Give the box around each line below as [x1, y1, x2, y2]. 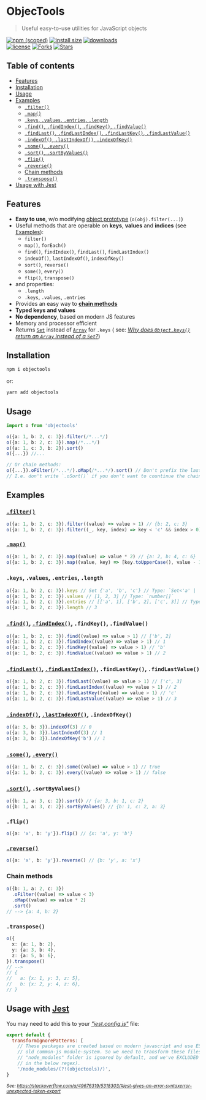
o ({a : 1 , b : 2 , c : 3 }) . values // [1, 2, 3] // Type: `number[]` [6, 593, 174, 599]
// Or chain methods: [6, 461, 62, 468]
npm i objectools [6, 366, 51, 373]
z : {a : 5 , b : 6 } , [12, 952, 56, 958]
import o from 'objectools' [6, 422, 78, 428]
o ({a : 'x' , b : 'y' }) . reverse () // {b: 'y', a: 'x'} [6, 857, 141, 863]
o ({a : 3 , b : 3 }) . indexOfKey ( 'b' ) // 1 [6, 735, 105, 742]
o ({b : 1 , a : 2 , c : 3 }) [6, 886, 64, 892]
